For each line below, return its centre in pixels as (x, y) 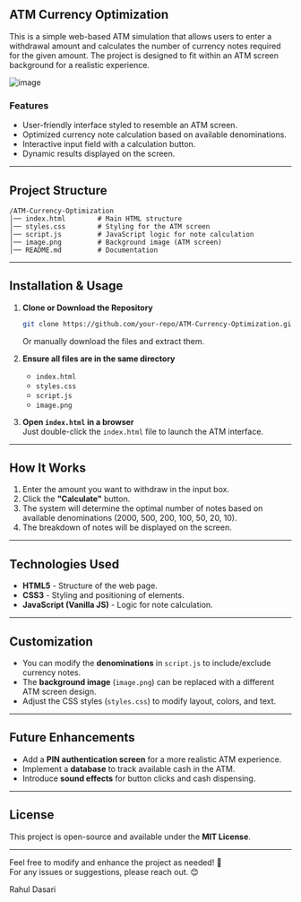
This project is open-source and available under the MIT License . (130, 837)
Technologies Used (64, 564)
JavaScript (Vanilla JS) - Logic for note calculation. (117, 605)
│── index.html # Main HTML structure (95, 219)
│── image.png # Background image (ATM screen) (116, 242)
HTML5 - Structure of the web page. (90, 585)
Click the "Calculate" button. (76, 499)
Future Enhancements (73, 737)
